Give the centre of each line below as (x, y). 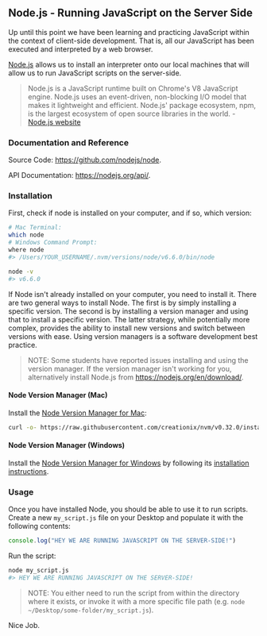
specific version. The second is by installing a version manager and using (128, 311)
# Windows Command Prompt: (53, 243)
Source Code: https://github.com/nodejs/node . (85, 160)
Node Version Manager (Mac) (58, 395)
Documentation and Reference (69, 142)
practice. (23, 345)
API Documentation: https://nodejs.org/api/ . (79, 175)
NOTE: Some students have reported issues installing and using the (138, 360)
